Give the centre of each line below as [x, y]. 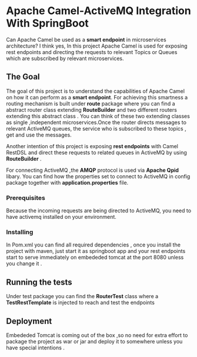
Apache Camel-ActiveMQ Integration [98, 11]
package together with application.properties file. [67, 182]
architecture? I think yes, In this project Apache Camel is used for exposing [97, 46]
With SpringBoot [48, 23]
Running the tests [39, 282]
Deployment [29, 321]
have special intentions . [35, 348]
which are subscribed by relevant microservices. [65, 58]
